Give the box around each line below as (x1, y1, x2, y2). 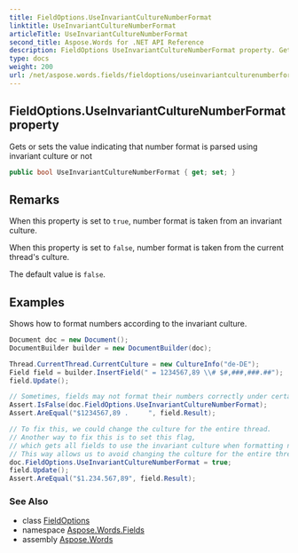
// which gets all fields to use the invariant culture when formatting (9, 441, 284, 450)
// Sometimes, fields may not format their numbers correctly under (9, 392, 268, 401)
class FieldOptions (21, 516, 90, 526)
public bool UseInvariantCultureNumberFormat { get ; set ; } (9, 168, 237, 177)
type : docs (9, 54, 50, 63)
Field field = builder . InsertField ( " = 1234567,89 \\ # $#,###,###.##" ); (9, 367, 284, 377)
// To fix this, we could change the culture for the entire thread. (9, 425, 272, 434)
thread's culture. (9, 252, 70, 263)
